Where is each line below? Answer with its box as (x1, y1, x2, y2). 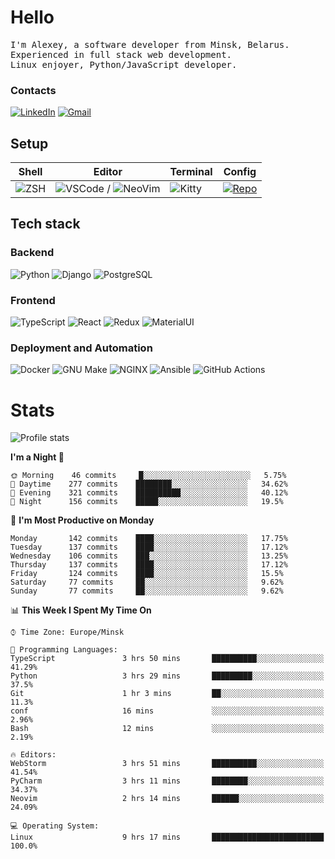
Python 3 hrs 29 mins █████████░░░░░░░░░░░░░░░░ (10, 671, 325, 681)
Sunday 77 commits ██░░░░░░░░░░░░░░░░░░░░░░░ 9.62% (10, 586, 284, 596)
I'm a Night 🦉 (10, 451, 65, 463)
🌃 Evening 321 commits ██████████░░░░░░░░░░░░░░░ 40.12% (10, 488, 288, 498)
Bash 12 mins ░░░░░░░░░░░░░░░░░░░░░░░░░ (10, 724, 325, 734)
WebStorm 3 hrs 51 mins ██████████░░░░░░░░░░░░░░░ (10, 759, 325, 769)
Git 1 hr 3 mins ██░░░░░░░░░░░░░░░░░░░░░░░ (10, 689, 325, 699)
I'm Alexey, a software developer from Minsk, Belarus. (10, 39, 290, 50)
